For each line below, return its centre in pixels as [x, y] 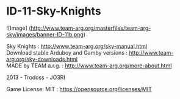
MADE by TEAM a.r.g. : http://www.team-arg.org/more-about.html [89, 66]
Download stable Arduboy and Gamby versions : [67, 52]
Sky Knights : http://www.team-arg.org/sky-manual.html [77, 46]
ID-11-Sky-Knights [54, 11]
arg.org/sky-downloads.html [42, 59]
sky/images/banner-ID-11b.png [45, 34]
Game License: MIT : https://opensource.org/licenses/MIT [79, 89]
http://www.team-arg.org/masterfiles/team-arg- [91, 28]
